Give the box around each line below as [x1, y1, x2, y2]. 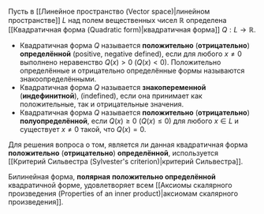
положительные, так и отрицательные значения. [19, 99, 184, 109]
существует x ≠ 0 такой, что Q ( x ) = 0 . [19, 125, 147, 133]
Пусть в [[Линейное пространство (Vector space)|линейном [8, 7, 210, 16]
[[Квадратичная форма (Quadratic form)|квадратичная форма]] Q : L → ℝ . [8, 25, 256, 34]
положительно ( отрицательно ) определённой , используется [8, 148, 219, 157]
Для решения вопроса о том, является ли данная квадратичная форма [8, 140, 248, 149]
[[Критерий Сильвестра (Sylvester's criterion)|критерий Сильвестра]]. [8, 157, 244, 166]
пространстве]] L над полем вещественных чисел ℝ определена [8, 16, 227, 24]
